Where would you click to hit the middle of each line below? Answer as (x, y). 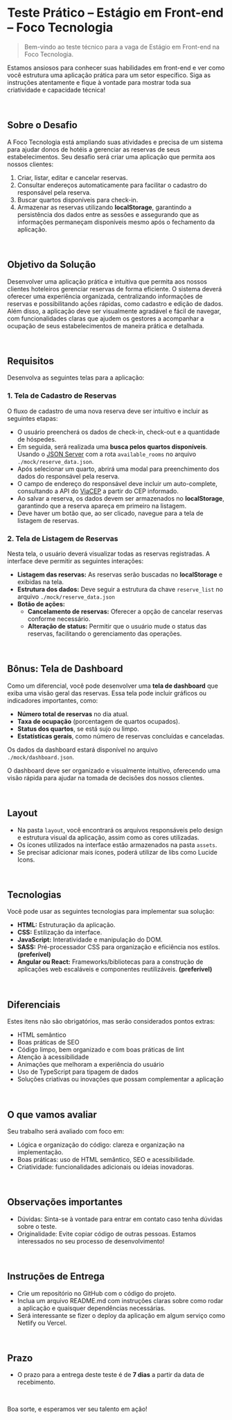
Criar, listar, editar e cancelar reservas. (72, 177)
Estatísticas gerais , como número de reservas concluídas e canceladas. (121, 736)
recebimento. (36, 1382)
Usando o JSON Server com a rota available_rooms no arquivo (107, 454)
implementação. (40, 1152)
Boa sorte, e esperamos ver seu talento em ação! (77, 1409)
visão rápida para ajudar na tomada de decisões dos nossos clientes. (106, 777)
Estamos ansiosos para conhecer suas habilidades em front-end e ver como (116, 67)
